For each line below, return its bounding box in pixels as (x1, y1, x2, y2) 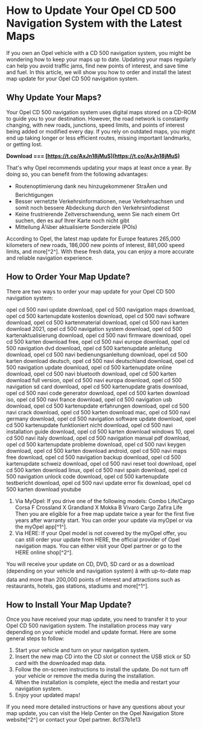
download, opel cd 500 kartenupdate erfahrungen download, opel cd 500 (6, 402, 189, 409)
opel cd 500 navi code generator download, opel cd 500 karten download (6, 389, 190, 396)
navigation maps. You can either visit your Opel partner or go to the (14, 542, 183, 550)
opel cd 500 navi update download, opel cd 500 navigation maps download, (6, 306, 195, 313)
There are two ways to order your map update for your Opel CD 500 (6, 287, 175, 295)
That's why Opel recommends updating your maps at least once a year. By (6, 164, 192, 171)
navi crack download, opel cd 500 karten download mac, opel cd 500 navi (6, 408, 191, 416)
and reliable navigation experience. (6, 254, 93, 262)
